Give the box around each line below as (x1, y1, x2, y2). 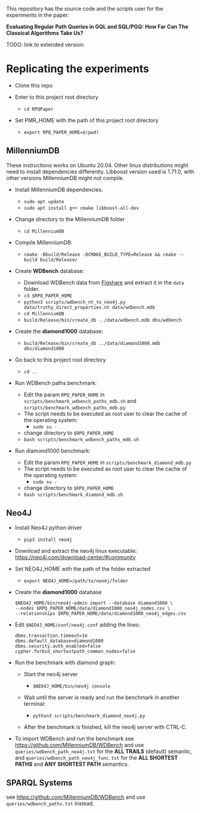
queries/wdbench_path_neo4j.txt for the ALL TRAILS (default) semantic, (14, 748, 192, 755)
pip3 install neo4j (23, 537, 73, 543)
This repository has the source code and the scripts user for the (6, 5, 164, 12)
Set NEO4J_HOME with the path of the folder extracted (14, 565, 151, 572)
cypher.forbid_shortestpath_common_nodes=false (14, 648, 136, 654)
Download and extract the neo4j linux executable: (14, 547, 137, 554)
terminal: (23, 700, 46, 707)
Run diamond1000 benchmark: (14, 447, 91, 454)
